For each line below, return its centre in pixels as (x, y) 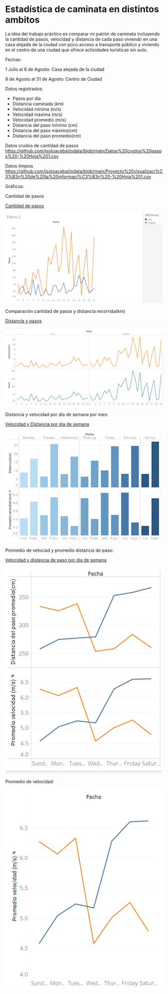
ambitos (22, 20)
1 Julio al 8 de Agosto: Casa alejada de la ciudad (55, 69)
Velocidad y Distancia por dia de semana (47, 424)
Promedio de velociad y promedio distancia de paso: (59, 550)
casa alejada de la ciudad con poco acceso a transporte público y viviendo (82, 44)
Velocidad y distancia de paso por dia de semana (56, 560)
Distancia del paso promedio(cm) (47, 136)
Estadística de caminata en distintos (82, 9)
